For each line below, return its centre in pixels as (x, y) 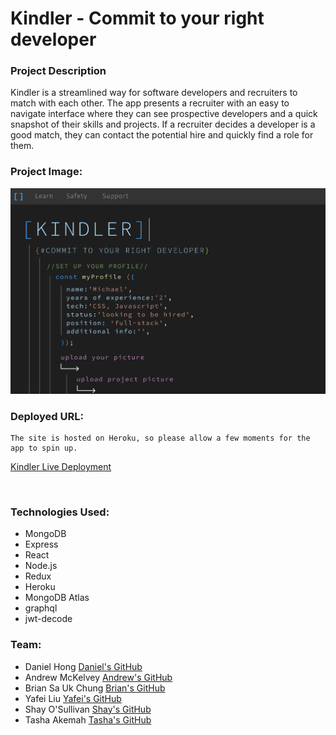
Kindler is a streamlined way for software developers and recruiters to (154, 93)
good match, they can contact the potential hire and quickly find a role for (162, 135)
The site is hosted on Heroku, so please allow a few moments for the (160, 438)
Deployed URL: (47, 416)
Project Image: (46, 172)
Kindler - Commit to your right (137, 18)
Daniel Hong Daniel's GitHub (83, 666)
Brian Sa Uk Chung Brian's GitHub (95, 688)
